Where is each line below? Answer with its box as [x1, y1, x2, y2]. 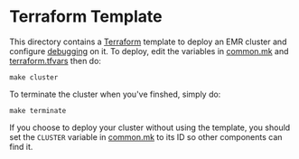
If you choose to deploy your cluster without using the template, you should [9, 122, 291, 133]
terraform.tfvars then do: [9, 55, 102, 66]
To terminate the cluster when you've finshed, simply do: [9, 89, 221, 99]
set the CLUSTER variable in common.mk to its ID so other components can [9, 131, 283, 142]
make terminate [9, 106, 67, 115]
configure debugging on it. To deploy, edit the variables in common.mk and [9, 45, 289, 56]
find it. [9, 141, 33, 152]
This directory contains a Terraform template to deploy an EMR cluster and [9, 36, 287, 47]
